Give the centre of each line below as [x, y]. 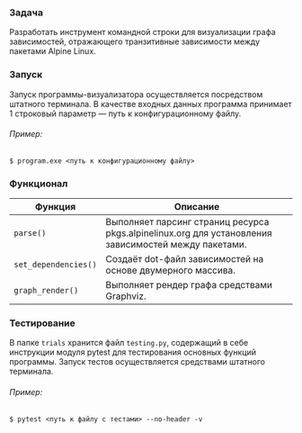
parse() [30, 233]
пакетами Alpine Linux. [53, 51]
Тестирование [43, 323]
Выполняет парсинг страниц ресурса [187, 222]
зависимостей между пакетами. [176, 245]
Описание [197, 207]
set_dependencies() [55, 265]
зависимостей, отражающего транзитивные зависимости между [135, 41]
